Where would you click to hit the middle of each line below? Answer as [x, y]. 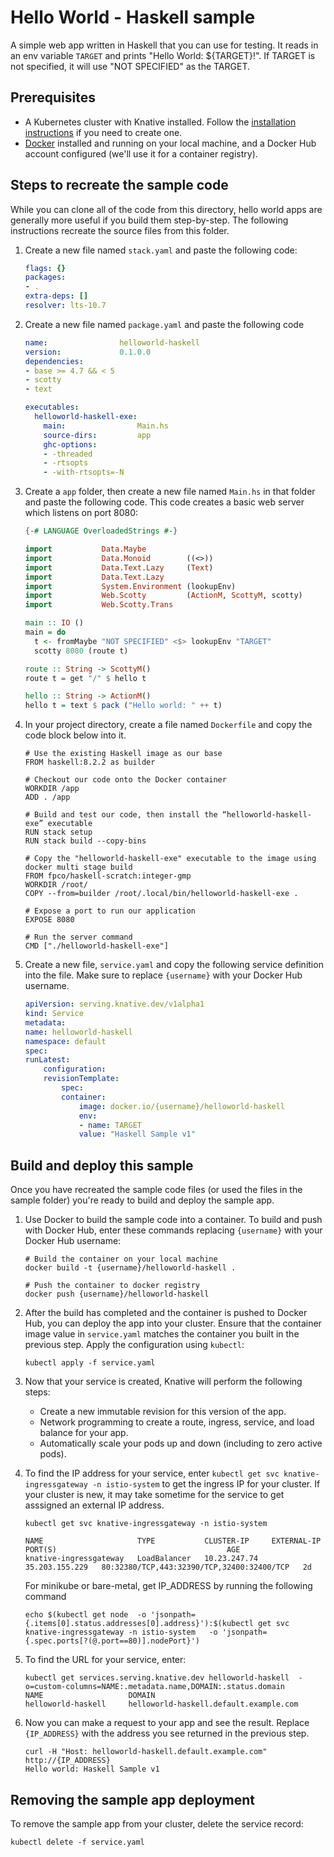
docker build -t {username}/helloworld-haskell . [130, 1268]
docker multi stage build [78, 867]
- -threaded [68, 454]
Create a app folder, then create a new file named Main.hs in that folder [170, 492]
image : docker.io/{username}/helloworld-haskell [182, 1106]
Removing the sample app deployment [133, 1799]
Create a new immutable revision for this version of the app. [163, 1412]
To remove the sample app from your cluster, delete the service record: [157, 1823]
